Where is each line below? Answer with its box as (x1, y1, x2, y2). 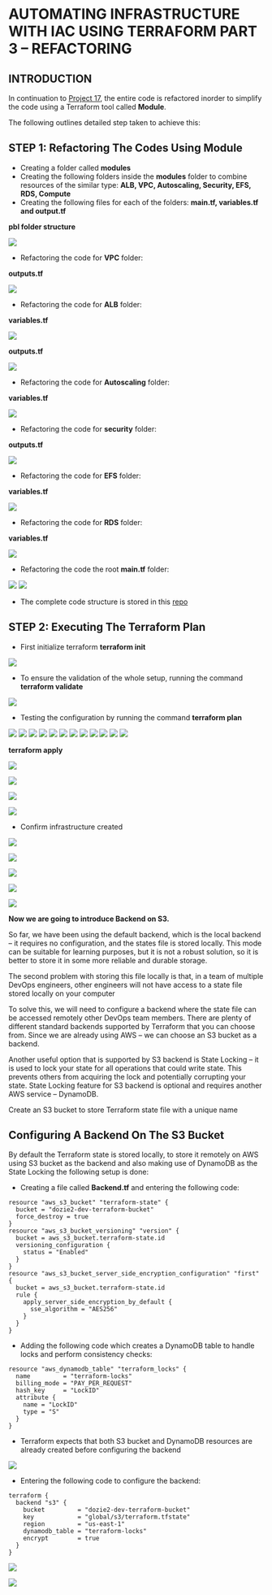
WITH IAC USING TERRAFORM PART (8, 22, 258, 41)
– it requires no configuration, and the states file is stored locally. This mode (8, 938, 262, 948)
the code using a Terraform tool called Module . (8, 102, 166, 111)
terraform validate (19, 681, 84, 691)
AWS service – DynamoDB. (8, 1089, 99, 1098)
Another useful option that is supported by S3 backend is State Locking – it (8, 1054, 259, 1064)
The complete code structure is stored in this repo (19, 597, 188, 606)
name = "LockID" (23, 1401, 79, 1409)
